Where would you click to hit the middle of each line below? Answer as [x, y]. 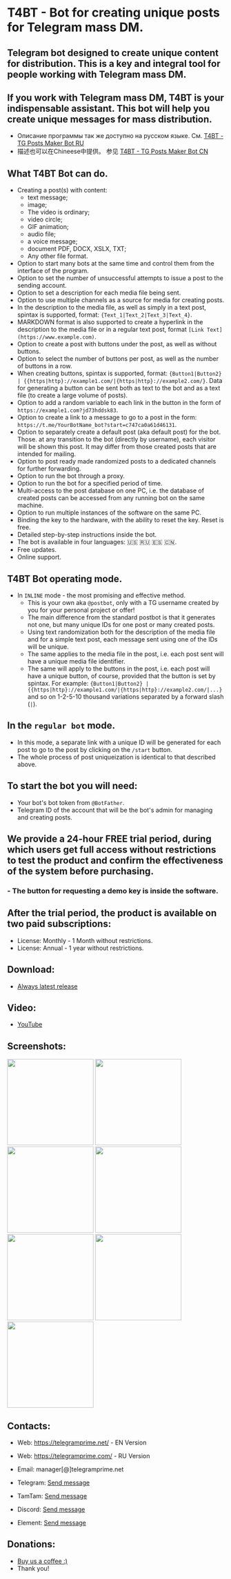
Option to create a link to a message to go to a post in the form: [107, 417]
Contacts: [29, 1426]
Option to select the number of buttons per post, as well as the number [118, 359]
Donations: [31, 1544]
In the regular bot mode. [61, 726]
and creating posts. [44, 817]
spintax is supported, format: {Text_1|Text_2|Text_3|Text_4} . [105, 315]
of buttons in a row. [44, 366]
